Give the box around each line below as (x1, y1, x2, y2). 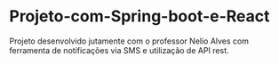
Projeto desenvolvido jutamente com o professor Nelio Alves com (9, 36, 250, 46)
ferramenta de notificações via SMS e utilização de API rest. (9, 44, 229, 55)
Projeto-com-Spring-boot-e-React (9, 6, 270, 27)
